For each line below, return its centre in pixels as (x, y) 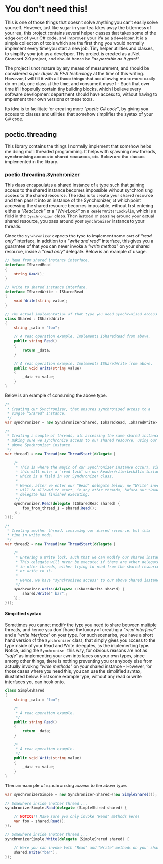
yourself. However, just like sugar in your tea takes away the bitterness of (78, 27)
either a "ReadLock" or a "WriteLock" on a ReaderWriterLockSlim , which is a (81, 211)
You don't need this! (47, 9)
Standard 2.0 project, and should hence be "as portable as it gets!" (72, 59)
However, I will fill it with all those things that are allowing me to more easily (80, 79)
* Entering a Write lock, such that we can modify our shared (80, 558)
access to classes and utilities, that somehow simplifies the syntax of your (79, 114)
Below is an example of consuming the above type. (56, 395)
